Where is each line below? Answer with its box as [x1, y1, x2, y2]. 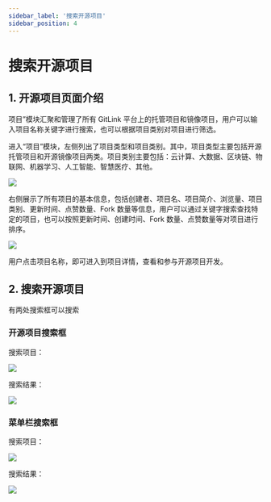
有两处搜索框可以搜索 [8, 305, 79, 315]
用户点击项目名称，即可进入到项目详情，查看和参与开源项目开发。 [8, 256, 227, 266]
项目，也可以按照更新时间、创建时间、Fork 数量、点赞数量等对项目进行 [22, 214, 259, 224]
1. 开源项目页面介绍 [8, 91, 104, 105]
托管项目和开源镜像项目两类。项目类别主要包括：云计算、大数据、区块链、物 [8, 151, 263, 161]
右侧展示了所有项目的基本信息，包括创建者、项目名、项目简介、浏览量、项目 [8, 194, 263, 203]
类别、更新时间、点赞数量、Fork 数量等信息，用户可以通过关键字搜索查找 [8, 203, 252, 214]
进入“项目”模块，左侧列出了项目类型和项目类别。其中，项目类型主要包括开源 [8, 141, 262, 151]
